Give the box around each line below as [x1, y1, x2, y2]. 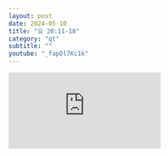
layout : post [8, 11, 53, 20]
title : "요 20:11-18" [8, 27, 80, 35]
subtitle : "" [8, 42, 53, 50]
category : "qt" [8, 34, 60, 43]
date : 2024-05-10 [8, 19, 67, 28]
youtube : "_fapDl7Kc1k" [8, 50, 89, 58]
